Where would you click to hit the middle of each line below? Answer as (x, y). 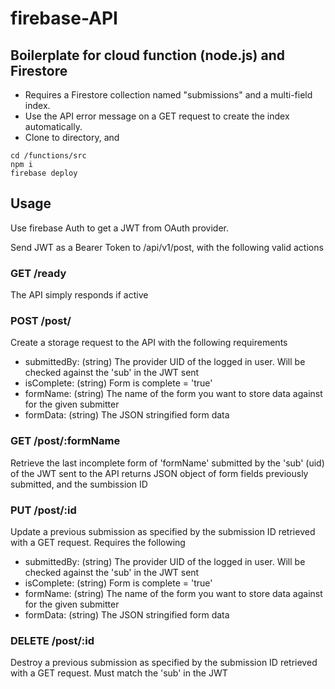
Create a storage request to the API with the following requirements (149, 343)
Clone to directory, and (72, 137)
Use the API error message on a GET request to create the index (157, 116)
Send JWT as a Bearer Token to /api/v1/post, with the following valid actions (167, 247)
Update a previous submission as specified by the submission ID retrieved (163, 531)
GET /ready (38, 273)
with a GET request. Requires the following (98, 542)
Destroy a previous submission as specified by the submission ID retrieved (164, 663)
